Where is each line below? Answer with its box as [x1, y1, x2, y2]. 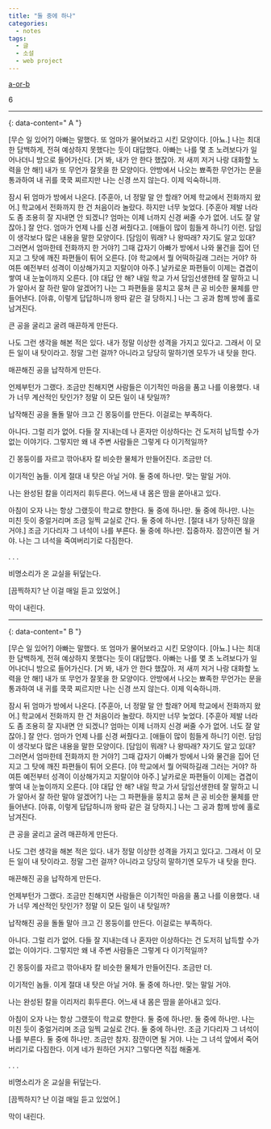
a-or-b [8, 78, 31, 89]
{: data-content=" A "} [8, 118, 82, 128]
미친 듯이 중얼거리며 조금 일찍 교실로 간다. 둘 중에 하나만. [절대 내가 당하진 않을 [8, 515, 256, 525]
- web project [15, 57, 63, 65]
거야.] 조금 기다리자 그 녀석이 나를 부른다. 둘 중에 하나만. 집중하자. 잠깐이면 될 [8, 525, 252, 535]
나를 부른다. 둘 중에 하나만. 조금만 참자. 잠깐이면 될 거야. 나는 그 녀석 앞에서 [8, 1034, 244, 1043]
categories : [8, 19, 48, 27]
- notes [15, 27, 42, 35]
